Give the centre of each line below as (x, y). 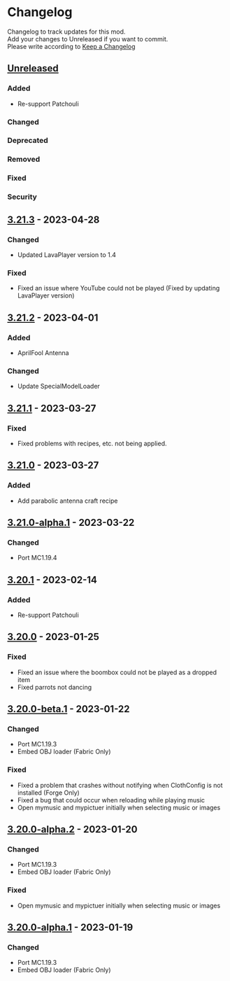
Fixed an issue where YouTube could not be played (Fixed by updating (118, 288)
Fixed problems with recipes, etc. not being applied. (92, 443)
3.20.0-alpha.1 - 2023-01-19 (70, 927)
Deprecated (28, 141)
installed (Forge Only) (49, 793)
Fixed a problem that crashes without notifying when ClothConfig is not (120, 785)
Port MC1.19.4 (37, 558)
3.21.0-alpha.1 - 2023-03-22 (71, 522)
